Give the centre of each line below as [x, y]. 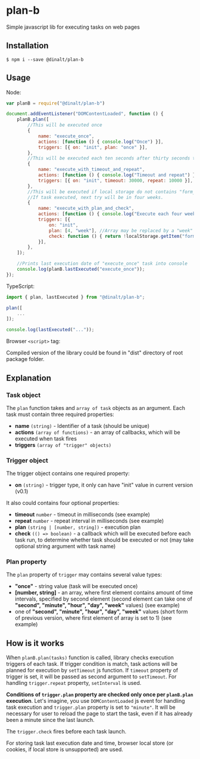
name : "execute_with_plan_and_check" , [86, 209]
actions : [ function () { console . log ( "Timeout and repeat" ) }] [118, 175]
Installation [27, 46]
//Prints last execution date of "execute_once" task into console [102, 264]
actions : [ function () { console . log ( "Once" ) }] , [101, 142]
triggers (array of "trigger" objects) [63, 445]
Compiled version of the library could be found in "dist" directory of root [95, 353]
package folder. [25, 359]
